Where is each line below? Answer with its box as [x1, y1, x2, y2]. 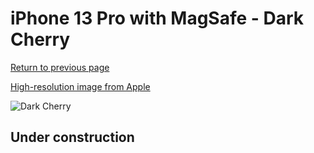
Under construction [10, 129, 135, 146]
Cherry [10, 28, 71, 51]
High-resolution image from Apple [10, 80, 151, 92]
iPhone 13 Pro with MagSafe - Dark [10, 7, 305, 30]
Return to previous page [10, 61, 110, 73]
